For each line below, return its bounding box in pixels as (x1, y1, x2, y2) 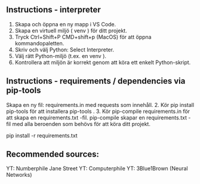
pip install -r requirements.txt (6, 131, 78, 139)
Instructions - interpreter (6, 5, 101, 15)
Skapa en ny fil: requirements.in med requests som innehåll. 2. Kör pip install (6, 101, 195, 108)
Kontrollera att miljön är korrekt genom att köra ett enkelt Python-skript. (14, 59, 191, 66)
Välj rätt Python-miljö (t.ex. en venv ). (14, 52, 106, 59)
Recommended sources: (6, 149, 100, 160)
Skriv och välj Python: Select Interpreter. (14, 46, 115, 53)
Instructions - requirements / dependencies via (6, 76, 186, 86)
